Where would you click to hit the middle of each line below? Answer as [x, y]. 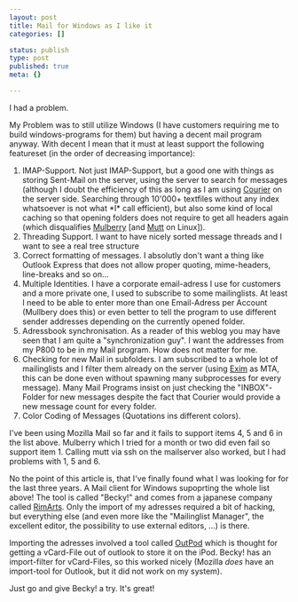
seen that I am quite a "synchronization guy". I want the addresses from [153, 340]
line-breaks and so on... [65, 274]
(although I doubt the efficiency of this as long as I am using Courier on [152, 189]
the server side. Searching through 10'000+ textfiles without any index [150, 198]
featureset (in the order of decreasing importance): [102, 153]
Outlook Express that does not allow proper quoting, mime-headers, [146, 265]
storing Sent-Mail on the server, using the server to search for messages [155, 179]
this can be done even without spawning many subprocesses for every [152, 377]
